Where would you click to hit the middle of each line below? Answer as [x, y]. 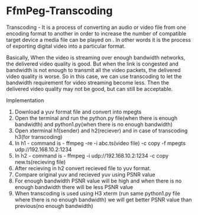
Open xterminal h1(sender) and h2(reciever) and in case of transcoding [101, 131]
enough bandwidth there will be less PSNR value [74, 187]
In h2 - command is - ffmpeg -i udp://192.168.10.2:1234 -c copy [92, 155]
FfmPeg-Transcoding [59, 11]
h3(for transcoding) [38, 136]
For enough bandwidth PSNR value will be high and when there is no [98, 181]
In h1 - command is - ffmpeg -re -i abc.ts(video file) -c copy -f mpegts [100, 143]
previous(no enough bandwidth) [54, 206]
